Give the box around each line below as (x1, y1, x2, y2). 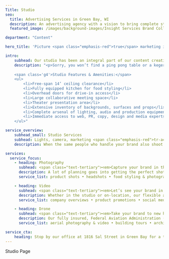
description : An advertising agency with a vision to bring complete (10, 21, 158, 27)
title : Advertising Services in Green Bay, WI (10, 17, 109, 22)
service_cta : (5, 229, 33, 234)
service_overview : (5, 128, 44, 133)
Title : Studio (5, 7, 35, 13)
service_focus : (10, 155, 42, 161)
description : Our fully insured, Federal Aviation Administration (18, 216, 161, 221)
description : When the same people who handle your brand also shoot (14, 142, 163, 147)
